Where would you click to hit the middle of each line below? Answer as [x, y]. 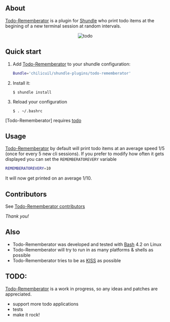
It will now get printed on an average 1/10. [49, 178]
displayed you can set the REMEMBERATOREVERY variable [61, 159]
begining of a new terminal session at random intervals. [63, 26]
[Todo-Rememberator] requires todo [43, 120]
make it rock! [26, 314]
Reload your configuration [40, 101]
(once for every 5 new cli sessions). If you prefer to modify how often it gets [85, 154]
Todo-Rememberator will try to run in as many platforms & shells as [83, 249]
